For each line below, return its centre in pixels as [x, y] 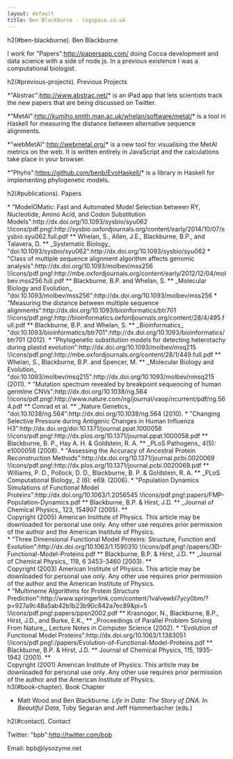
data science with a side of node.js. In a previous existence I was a [103, 60]
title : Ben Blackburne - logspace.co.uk [67, 20]
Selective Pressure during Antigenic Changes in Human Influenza [101, 421]
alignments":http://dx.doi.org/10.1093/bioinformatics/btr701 [92, 310]
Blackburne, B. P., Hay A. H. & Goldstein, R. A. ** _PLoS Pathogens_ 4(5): [112, 443]
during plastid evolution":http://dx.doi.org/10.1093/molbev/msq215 [102, 347]
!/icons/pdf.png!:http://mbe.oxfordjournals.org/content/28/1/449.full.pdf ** [114, 354]
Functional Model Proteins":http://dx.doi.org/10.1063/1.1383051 [97, 635]
